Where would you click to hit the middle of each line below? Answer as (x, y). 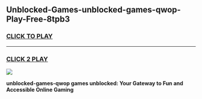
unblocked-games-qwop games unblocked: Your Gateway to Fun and (95, 83)
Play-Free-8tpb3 (38, 19)
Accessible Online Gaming (40, 89)
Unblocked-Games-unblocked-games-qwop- (94, 10)
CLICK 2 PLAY (27, 59)
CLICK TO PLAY (29, 37)
